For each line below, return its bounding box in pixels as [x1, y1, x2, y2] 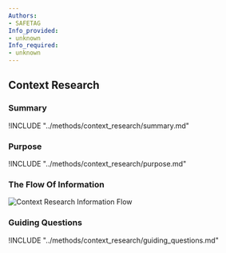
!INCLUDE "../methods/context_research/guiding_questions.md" [8, 235, 220, 245]
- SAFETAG [8, 19, 42, 27]
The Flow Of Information [8, 179, 105, 190]
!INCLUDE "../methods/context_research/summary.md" [8, 121, 190, 131]
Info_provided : [8, 26, 59, 34]
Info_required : [8, 42, 59, 50]
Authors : [8, 11, 38, 20]
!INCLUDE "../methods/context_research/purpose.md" [8, 159, 187, 168]
